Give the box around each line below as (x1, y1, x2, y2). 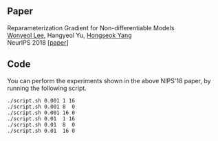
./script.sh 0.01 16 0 (7, 127, 76, 134)
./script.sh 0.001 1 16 (7, 97, 76, 104)
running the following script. (7, 84, 87, 92)
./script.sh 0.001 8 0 (7, 103, 76, 110)
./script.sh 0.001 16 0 (7, 109, 76, 116)
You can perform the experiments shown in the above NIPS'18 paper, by (7, 76, 211, 85)
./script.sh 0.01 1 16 (7, 115, 76, 122)
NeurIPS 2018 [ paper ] (7, 38, 69, 47)
